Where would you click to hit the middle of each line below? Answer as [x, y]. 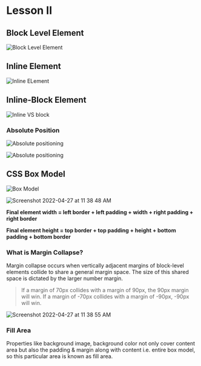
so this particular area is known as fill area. [60, 356]
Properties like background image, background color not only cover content [101, 344]
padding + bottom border [38, 237]
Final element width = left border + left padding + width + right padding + [100, 212]
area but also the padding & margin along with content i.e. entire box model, [101, 350]
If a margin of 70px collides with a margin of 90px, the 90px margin [105, 290]
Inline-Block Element [46, 100]
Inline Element [34, 66]
